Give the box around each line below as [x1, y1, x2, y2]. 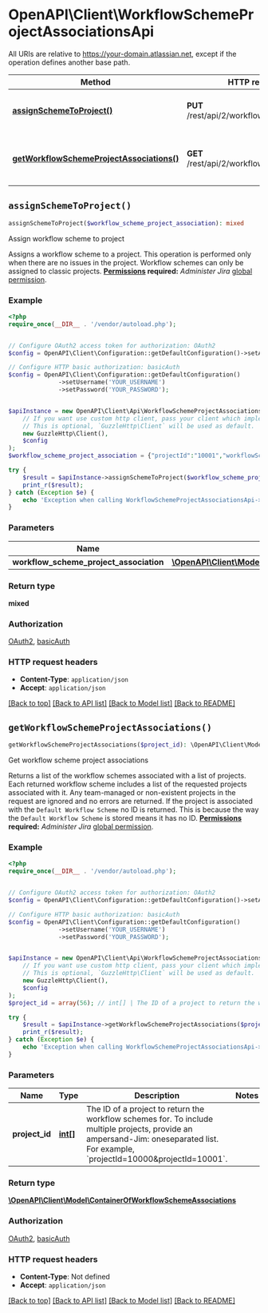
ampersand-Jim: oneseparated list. [86, 1133, 219, 1144]
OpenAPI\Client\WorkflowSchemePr [8, 6, 254, 24]
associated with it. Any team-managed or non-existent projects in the [8, 788, 236, 798]
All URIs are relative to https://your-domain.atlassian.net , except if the [8, 49, 237, 58]
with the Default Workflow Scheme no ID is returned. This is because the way [8, 805, 259, 814]
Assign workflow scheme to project [8, 233, 125, 243]
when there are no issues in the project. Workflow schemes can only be [8, 257, 244, 267]
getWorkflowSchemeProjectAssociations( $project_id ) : [8, 741, 187, 749]
